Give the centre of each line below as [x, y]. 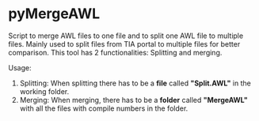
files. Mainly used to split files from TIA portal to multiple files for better [124, 43]
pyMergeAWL [54, 14]
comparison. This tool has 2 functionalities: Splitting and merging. [115, 52]
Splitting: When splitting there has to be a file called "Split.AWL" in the [135, 83]
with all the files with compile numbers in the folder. [104, 108]
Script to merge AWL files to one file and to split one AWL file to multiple [126, 36]
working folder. [44, 91]
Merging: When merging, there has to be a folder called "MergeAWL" [133, 100]
